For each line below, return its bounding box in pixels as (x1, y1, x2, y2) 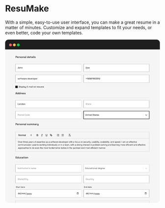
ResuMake (5, 3, 49, 14)
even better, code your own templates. (5, 30, 83, 35)
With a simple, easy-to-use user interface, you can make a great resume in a (5, 19, 160, 25)
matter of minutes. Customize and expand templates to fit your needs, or (5, 24, 152, 30)
